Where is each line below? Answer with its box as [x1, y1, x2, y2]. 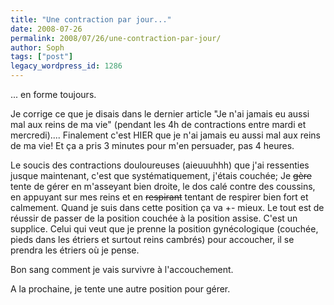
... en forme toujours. [10, 89, 97, 100]
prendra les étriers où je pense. [10, 244, 140, 256]
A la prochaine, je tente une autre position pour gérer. [10, 283, 231, 295]
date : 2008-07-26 [10, 24, 83, 34]
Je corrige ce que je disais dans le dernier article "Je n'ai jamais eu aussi [10, 108, 310, 120]
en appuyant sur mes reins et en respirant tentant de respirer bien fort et [10, 191, 309, 203]
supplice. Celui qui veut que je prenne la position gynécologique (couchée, [10, 223, 319, 235]
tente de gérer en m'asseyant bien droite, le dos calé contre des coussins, [10, 181, 316, 192]
